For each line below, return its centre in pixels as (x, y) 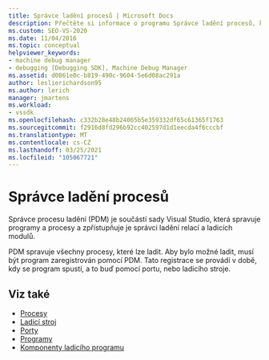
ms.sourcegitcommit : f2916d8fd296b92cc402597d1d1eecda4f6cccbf (116, 127)
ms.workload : (30, 105)
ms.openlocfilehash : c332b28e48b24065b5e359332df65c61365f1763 (116, 120)
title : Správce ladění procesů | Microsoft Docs (91, 16)
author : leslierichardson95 (55, 83)
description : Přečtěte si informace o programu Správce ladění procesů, (132, 23)
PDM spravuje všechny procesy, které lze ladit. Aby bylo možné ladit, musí (131, 252)
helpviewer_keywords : (44, 53)
